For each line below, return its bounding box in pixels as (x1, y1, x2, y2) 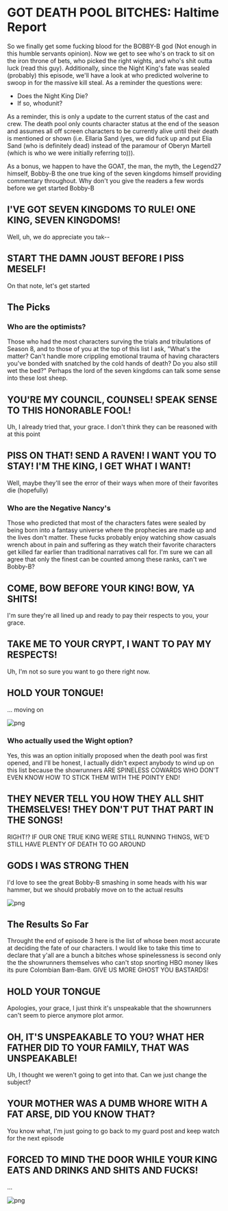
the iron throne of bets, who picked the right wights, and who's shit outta (7, 56, 212, 64)
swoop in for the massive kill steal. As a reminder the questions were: (7, 78, 203, 86)
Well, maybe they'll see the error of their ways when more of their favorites (7, 479, 218, 487)
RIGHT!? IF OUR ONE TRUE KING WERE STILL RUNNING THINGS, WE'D (7, 832, 210, 841)
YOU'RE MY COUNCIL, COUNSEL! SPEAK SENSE (7, 394, 218, 405)
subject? (7, 1078, 31, 1086)
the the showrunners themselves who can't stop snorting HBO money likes (7, 959, 218, 967)
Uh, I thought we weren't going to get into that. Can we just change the (7, 1070, 207, 1079)
